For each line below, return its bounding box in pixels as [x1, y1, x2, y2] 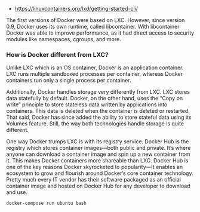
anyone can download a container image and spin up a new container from [6, 150, 190, 158]
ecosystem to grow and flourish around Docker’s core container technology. [6, 170, 193, 177]
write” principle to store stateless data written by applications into [6, 101, 168, 108]
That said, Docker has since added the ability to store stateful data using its [6, 113, 192, 121]
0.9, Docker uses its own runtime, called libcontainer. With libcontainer [6, 23, 180, 30]
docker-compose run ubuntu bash [6, 200, 87, 207]
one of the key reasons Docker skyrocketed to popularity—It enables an [6, 164, 183, 171]
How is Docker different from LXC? [6, 50, 109, 59]
